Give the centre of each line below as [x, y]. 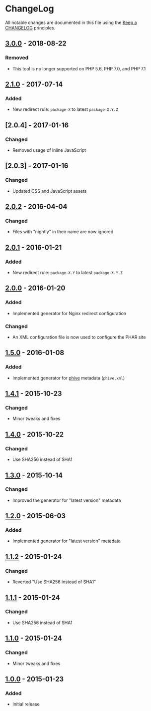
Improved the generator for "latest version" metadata [67, 500]
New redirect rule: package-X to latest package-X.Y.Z [65, 109]
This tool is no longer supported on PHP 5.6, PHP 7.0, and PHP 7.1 [79, 68]
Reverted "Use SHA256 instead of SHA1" [54, 582]
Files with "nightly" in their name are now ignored [63, 232]
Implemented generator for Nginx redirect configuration [69, 313]
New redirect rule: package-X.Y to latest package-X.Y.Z [67, 273]
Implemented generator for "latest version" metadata [66, 541]
